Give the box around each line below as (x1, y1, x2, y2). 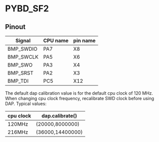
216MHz (7, 129, 29, 136)
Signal (15, 37, 31, 44)
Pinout (5, 23, 26, 31)
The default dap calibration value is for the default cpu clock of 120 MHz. (5, 90, 154, 96)
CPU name (43, 37, 69, 44)
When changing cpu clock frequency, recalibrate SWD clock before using (5, 96, 154, 101)
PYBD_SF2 (5, 3, 49, 14)
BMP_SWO (7, 62, 33, 68)
